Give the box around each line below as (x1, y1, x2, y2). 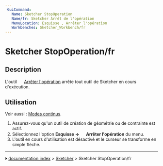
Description (5, 65, 41, 73)
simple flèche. (12, 141, 41, 147)
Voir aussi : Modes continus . (5, 111, 62, 116)
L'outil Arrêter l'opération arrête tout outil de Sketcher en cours (5, 79, 137, 85)
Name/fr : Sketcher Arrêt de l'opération (11, 16, 95, 21)
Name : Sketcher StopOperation (11, 12, 73, 17)
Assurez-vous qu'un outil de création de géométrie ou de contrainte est (12, 120, 155, 126)
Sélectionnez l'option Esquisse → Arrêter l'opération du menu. (12, 131, 145, 137)
